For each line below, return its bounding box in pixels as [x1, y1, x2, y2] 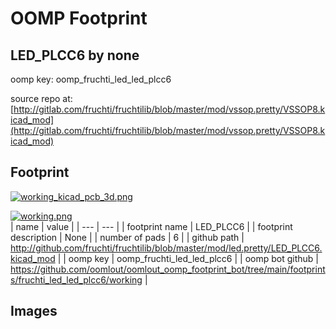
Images [10, 303, 58, 320]
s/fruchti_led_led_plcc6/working [10, 273, 143, 286]
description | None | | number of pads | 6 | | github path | [10, 231, 245, 243]
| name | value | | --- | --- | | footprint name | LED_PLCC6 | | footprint [10, 220, 293, 232]
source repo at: [10, 93, 73, 104]
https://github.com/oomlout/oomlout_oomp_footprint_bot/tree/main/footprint [10, 263, 326, 275]
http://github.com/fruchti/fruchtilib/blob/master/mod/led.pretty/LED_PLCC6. [10, 242, 323, 254]
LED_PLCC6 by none [10, 47, 140, 64]
